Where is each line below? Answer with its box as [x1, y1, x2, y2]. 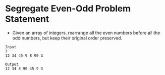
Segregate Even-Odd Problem [5, 3, 131, 14]
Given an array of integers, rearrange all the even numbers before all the [12, 30, 160, 36]
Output [5, 62, 19, 67]
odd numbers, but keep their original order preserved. [12, 35, 122, 41]
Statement [5, 13, 50, 25]
